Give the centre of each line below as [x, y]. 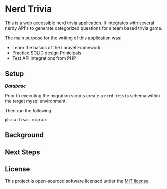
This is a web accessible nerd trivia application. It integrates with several [80, 23]
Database [16, 86]
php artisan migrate [27, 120]
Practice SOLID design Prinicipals [47, 53]
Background [24, 135]
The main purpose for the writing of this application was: [63, 38]
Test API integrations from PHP [44, 58]
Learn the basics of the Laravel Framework [56, 47]
